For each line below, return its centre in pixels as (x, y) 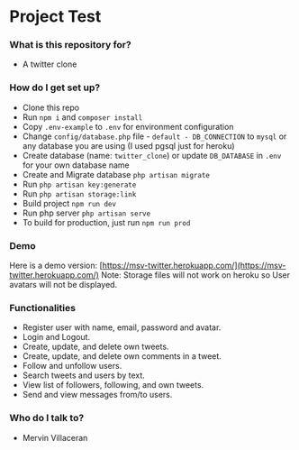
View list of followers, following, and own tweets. (113, 385)
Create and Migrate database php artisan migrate (116, 174)
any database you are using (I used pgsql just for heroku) (129, 145)
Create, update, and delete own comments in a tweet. (122, 356)
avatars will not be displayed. (63, 285)
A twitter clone (50, 64)
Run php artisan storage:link (79, 193)
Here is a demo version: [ (56, 266)
